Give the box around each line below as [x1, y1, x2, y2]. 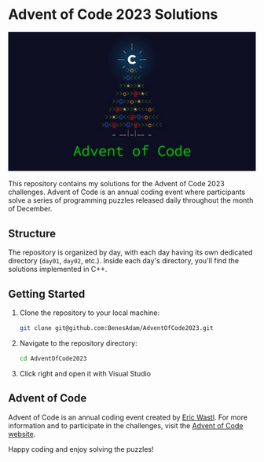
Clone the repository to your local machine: [19, 308, 159, 317]
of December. [8, 204, 53, 214]
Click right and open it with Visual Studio [19, 368, 152, 378]
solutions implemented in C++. [8, 265, 108, 274]
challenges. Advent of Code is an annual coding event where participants [8, 187, 246, 197]
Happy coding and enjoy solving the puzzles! [8, 444, 155, 453]
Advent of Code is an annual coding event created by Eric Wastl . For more [8, 412, 247, 422]
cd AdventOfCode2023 [19, 354, 87, 362]
